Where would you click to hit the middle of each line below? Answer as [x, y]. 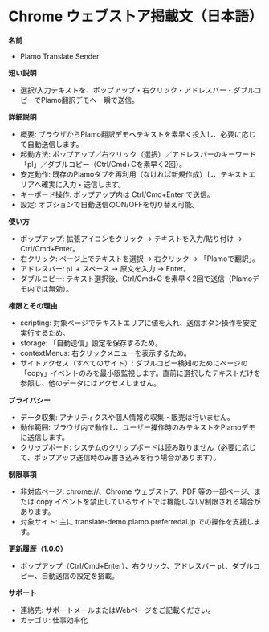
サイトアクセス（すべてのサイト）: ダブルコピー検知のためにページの [134, 363]
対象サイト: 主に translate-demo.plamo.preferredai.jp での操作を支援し [137, 521]
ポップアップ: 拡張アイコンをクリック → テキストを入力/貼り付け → [131, 239]
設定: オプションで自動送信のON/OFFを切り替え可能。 [109, 204]
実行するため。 [45, 332]
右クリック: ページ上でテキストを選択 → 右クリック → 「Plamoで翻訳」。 [139, 259]
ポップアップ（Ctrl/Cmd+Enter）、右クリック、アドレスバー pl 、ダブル [137, 565]
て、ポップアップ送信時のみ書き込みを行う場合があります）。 [120, 457]
